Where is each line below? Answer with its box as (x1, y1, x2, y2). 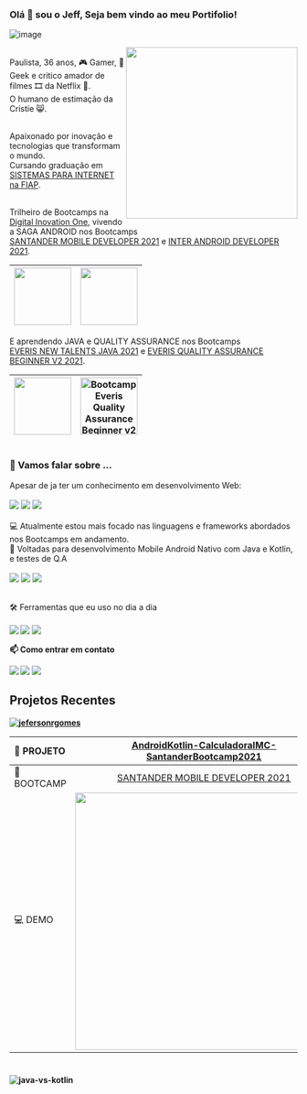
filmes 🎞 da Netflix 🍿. (9, 80, 91, 91)
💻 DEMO (14, 914, 54, 927)
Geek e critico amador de (9, 70, 105, 81)
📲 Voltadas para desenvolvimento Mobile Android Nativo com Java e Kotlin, (9, 543, 293, 554)
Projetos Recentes (9, 692, 116, 708)
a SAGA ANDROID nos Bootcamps (9, 226, 139, 237)
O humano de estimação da (9, 93, 114, 104)
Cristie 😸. (9, 103, 48, 114)
